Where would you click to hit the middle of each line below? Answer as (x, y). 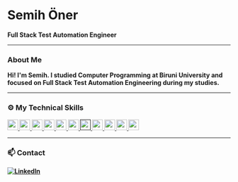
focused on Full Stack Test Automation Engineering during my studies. (113, 83)
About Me (25, 59)
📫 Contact (26, 153)
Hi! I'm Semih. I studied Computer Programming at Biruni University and (115, 75)
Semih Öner (43, 15)
